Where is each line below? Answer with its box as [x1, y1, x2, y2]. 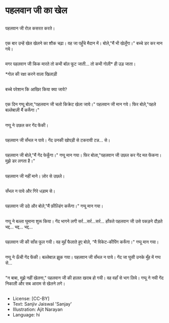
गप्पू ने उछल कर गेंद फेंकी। [5, 122, 49, 128]
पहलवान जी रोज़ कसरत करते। [5, 25, 55, 31]
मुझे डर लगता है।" [5, 158, 36, 164]
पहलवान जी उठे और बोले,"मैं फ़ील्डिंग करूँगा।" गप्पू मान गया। [5, 203, 104, 209]
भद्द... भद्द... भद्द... [5, 224, 33, 230]
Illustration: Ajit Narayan [12, 306, 63, 312]
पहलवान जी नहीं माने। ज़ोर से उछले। [5, 173, 65, 179]
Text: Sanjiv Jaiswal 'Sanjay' [12, 301, 72, 307]
